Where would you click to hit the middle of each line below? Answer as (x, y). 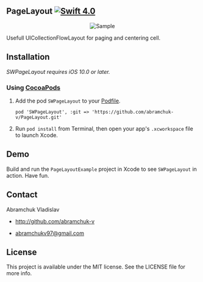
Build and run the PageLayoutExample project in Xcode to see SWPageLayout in (101, 169)
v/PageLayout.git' (38, 117)
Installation (28, 57)
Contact (22, 195)
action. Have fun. (28, 175)
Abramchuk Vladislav (33, 209)
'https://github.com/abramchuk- (133, 112)
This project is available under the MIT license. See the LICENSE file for (96, 267)
